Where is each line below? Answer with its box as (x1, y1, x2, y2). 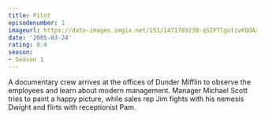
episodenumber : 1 (8, 19, 65, 27)
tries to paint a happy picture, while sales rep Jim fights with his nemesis (8, 94, 244, 103)
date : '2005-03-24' (8, 33, 73, 42)
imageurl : (8, 26, 41, 34)
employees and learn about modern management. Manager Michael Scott (8, 85, 248, 95)
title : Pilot (8, 11, 51, 20)
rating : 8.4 (8, 41, 47, 49)
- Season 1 (8, 56, 44, 64)
